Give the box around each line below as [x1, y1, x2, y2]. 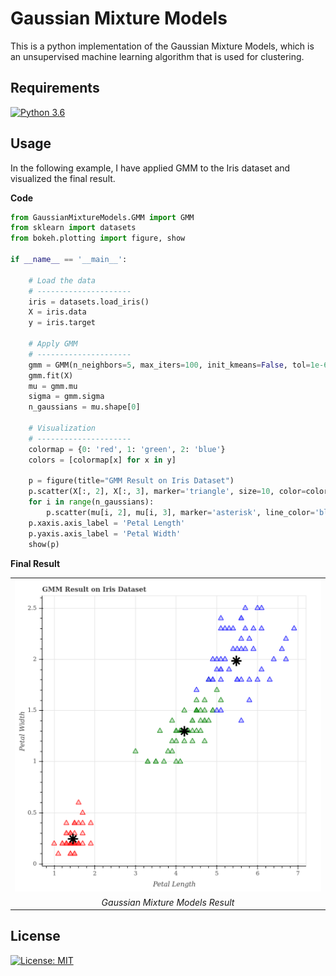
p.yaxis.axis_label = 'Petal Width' [28, 528, 182, 539]
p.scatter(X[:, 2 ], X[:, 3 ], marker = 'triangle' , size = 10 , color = [28, 487, 307, 497]
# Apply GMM [28, 339, 78, 349]
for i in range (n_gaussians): [28, 497, 155, 507]
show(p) [28, 539, 60, 549]
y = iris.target [28, 318, 97, 328]
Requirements [10, 80, 100, 97]
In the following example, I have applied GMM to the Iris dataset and [10, 162, 291, 174]
